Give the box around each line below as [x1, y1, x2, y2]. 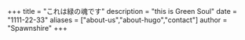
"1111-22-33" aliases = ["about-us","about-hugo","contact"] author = [7, 15, 228, 25]
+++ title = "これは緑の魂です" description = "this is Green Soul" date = [7, 7, 237, 15]
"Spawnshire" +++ [7, 24, 68, 32]
